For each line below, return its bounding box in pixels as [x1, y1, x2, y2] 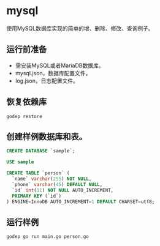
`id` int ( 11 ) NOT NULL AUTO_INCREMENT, [12, 187, 114, 193]
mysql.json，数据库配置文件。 [15, 69, 91, 76]
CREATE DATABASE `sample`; [6, 148, 75, 154]
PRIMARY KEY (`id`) [12, 193, 62, 199]
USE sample [6, 159, 34, 165]
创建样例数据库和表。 [6, 131, 87, 141]
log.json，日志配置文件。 [15, 77, 78, 84]
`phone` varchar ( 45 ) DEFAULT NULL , [12, 181, 103, 187]
